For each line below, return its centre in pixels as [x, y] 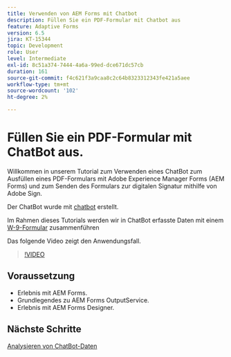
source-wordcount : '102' [43, 91]
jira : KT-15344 [29, 39]
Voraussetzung [41, 276]
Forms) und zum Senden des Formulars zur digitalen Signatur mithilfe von [112, 186]
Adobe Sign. [25, 193]
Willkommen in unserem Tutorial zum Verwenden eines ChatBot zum [105, 171]
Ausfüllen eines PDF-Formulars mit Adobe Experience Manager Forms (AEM [116, 178]
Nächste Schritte [44, 329]
